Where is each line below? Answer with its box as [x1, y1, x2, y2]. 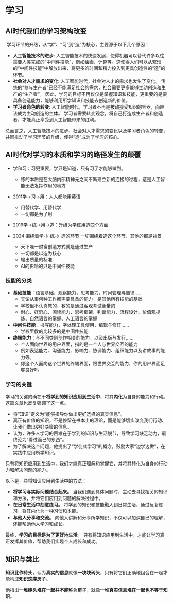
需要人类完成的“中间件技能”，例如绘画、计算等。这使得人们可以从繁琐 [12, 59, 162, 65]
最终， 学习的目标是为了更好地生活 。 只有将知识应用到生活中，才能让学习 [5, 532, 160, 538]
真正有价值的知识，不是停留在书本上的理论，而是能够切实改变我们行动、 [12, 417, 166, 423]
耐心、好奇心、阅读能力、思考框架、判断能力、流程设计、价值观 [20, 309, 156, 315]
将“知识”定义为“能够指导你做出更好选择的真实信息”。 [12, 411, 125, 417]
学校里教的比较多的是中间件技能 [20, 328, 89, 334]
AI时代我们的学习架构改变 [5, 27, 87, 35]
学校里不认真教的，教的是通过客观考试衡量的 [20, 303, 116, 309]
